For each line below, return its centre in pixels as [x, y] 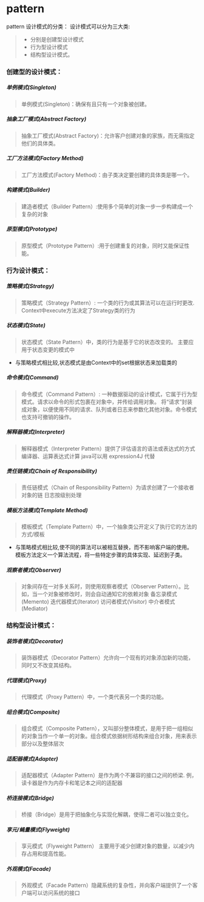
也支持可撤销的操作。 [48, 417]
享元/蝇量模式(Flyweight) [38, 830]
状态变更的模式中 [53, 350]
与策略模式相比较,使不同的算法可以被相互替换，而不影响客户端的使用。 [104, 548]
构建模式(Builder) [28, 190]
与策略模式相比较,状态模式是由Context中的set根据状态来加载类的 [96, 362]
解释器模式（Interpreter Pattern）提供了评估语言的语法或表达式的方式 [108, 448]
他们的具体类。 [40, 143]
